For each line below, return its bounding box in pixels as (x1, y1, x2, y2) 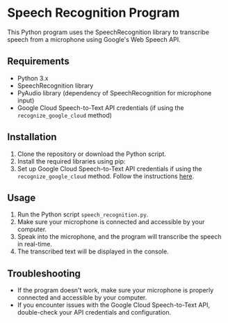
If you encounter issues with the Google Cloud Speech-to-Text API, (17, 301, 211, 309)
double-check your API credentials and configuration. (17, 308, 172, 317)
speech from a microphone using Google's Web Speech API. (7, 35, 181, 43)
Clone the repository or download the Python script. (17, 150, 167, 158)
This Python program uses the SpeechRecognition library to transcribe (7, 28, 210, 36)
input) (17, 96, 35, 104)
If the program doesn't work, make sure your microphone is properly (17, 286, 214, 294)
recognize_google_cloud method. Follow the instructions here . (17, 172, 195, 180)
